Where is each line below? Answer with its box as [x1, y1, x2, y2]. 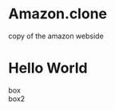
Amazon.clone [8, 5, 108, 23]
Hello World [8, 59, 88, 77]
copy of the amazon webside [8, 31, 104, 41]
